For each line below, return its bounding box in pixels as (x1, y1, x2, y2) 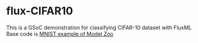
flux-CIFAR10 (6, 4, 73, 18)
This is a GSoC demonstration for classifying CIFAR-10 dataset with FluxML (6, 24, 192, 31)
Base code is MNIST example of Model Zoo (6, 30, 114, 37)
